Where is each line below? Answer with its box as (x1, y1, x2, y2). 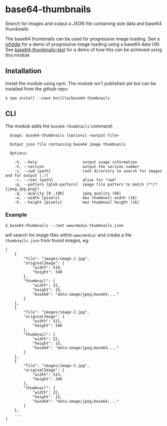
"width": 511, (32, 318, 62, 324)
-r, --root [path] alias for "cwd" (14, 177, 117, 182)
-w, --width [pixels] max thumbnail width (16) (14, 195, 138, 200)
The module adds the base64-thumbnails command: (5, 123, 113, 129)
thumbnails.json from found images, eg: (5, 237, 90, 243)
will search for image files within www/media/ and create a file (5, 232, 132, 238)
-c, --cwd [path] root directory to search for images (14, 168, 162, 174)
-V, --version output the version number (14, 164, 140, 169)
